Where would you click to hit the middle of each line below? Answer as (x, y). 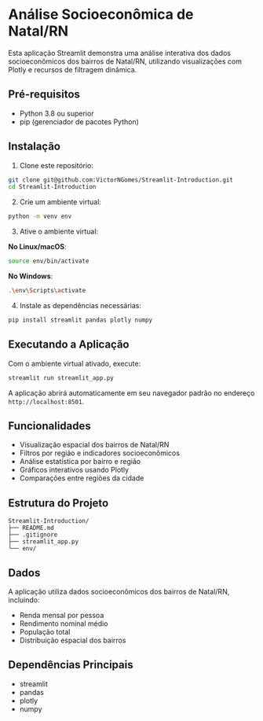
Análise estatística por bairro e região (80, 462)
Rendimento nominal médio (64, 624)
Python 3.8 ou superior (57, 113)
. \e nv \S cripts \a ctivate (47, 291)
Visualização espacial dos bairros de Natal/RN (94, 445)
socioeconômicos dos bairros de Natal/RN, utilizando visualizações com (125, 61)
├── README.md (31, 528)
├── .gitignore (33, 535)
